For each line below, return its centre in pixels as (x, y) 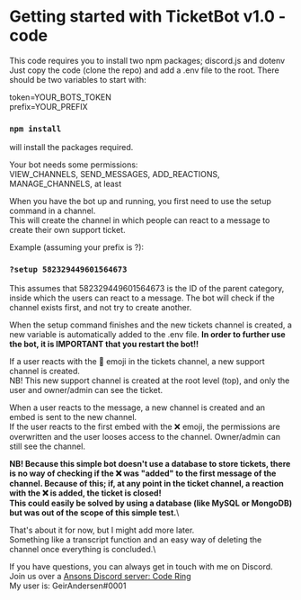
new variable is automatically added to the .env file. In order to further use (147, 334)
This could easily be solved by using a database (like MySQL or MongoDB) (151, 503)
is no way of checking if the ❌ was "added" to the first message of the (143, 473)
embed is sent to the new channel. (73, 416)
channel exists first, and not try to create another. (101, 307)
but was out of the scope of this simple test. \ (94, 512)
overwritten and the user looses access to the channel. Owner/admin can (145, 436)
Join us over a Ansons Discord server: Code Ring (100, 576)
